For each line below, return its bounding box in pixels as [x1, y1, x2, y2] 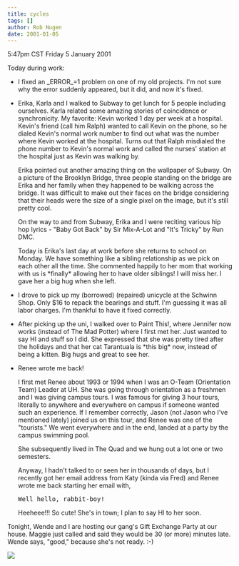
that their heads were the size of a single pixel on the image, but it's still [17, 196, 228, 205]
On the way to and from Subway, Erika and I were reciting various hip [17, 218, 221, 226]
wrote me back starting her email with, [17, 481, 131, 490]
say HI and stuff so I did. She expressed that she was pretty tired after [17, 335, 224, 343]
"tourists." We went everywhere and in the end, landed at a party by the [17, 423, 229, 432]
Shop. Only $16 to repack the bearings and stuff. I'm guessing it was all [17, 298, 227, 307]
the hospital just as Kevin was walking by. [17, 152, 141, 161]
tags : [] [7, 17, 34, 24]
